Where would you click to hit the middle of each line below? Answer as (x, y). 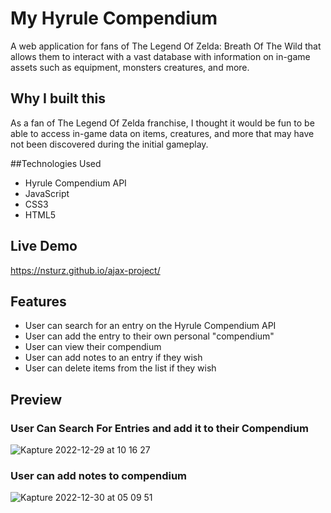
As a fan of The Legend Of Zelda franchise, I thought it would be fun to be (162, 123)
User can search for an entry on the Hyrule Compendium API (150, 326)
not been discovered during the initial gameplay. (109, 144)
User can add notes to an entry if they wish (113, 358)
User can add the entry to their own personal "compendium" (149, 336)
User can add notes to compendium (99, 475)
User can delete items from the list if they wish (120, 368)
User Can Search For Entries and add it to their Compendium (159, 428)
